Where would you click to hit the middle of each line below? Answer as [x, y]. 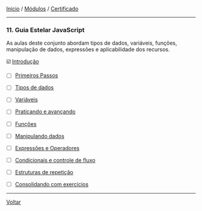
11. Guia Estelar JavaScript [46, 30]
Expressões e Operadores [47, 148]
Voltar [14, 202]
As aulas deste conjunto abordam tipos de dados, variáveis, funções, [92, 43]
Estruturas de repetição [44, 172]
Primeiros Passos [36, 75]
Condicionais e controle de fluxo [55, 160]
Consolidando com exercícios [52, 184]
